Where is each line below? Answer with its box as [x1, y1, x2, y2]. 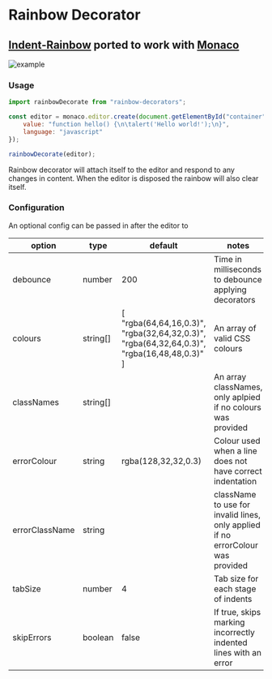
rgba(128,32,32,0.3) [121, 455, 202, 466]
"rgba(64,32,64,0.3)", [121, 337, 206, 349]
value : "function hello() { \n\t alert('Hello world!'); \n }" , [23, 120, 230, 129]
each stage [213, 582, 257, 594]
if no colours [213, 402, 261, 413]
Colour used [213, 435, 261, 446]
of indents [213, 593, 253, 604]
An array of [213, 322, 257, 333]
